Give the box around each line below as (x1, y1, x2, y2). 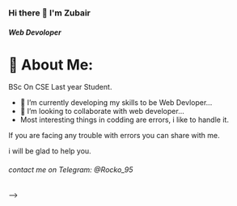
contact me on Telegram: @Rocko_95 (8, 165, 133, 174)
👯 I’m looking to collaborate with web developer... (19, 107, 184, 116)
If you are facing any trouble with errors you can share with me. (8, 131, 220, 141)
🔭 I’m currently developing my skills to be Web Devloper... (19, 98, 213, 107)
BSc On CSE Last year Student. (8, 82, 112, 92)
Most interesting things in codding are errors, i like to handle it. (19, 115, 229, 124)
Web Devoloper (8, 27, 62, 37)
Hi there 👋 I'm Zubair (8, 7, 91, 19)
